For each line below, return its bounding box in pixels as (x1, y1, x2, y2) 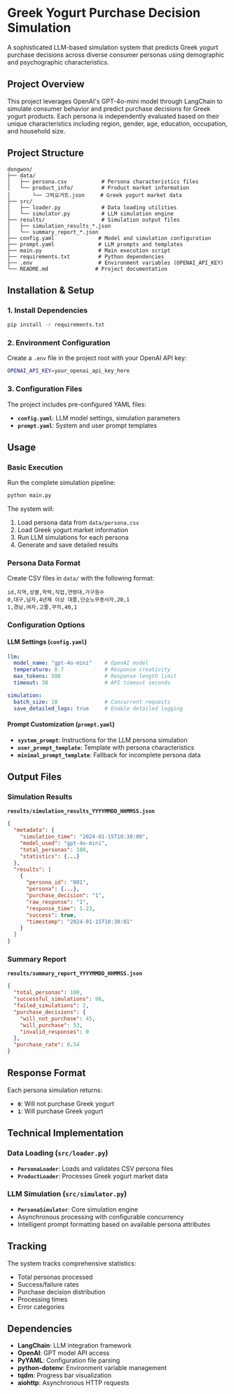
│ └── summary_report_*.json (7, 228, 99, 236)
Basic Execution (7, 462, 63, 472)
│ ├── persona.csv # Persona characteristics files (7, 178, 199, 185)
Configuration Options (7, 620, 85, 630)
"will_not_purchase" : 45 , (20, 1015, 96, 1022)
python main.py (7, 492, 52, 499)
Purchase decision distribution (17, 1287, 106, 1296)
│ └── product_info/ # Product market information (7, 184, 190, 191)
